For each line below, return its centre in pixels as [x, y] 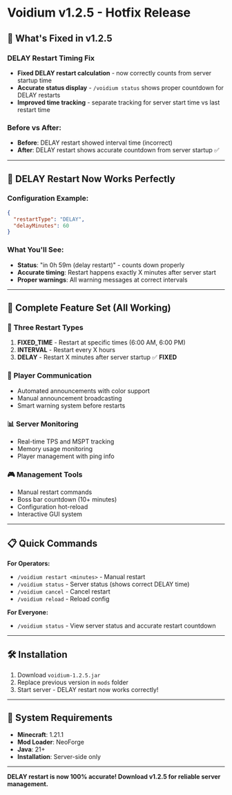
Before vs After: [35, 127]
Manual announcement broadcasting [69, 398]
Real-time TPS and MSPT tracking [66, 441]
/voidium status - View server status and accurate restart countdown [116, 626]
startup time [34, 80]
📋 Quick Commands [52, 543]
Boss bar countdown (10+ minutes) [67, 500]
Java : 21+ [31, 749]
